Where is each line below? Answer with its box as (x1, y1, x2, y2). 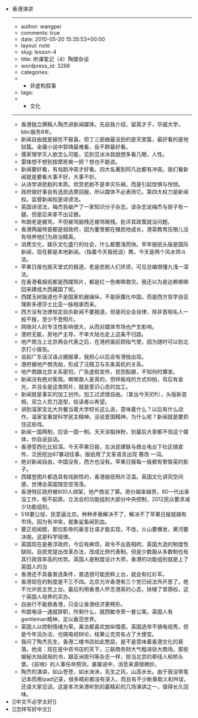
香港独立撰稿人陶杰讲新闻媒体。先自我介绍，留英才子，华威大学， (20, 121, 184, 128)
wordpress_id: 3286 (20, 62, 71, 69)
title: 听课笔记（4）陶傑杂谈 (20, 56, 89, 62)
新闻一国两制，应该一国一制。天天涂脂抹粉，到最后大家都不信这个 (20, 428, 184, 435)
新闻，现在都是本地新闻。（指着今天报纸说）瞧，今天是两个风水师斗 (20, 248, 187, 255)
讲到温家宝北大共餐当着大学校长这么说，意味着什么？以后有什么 (20, 405, 178, 413)
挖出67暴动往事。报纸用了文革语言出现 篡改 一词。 (41, 450, 167, 458)
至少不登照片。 (41, 316, 79, 323)
